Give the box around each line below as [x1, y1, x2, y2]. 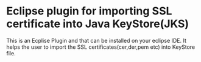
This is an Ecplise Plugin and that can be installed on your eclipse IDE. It [6, 37, 187, 44]
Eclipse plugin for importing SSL [6, 4, 172, 18]
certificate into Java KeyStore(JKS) [6, 17, 189, 31]
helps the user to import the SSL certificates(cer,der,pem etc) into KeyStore [6, 43, 196, 51]
